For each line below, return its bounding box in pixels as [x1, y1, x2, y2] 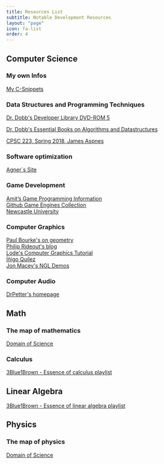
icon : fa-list [6, 25, 42, 32]
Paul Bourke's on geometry [6, 236, 74, 243]
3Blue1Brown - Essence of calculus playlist [6, 369, 112, 376]
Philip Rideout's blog [6, 243, 57, 250]
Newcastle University [6, 207, 59, 215]
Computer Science [6, 54, 78, 64]
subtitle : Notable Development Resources [6, 14, 112, 20]
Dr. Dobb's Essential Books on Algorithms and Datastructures [6, 126, 158, 133]
